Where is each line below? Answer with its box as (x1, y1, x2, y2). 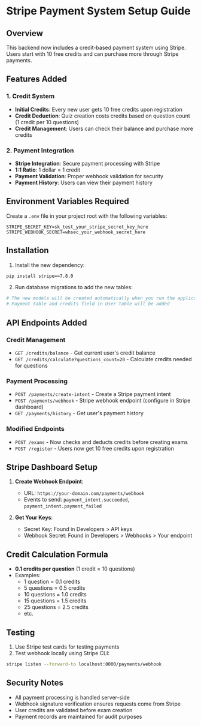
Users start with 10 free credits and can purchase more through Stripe (6, 50, 179, 58)
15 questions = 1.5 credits (23, 597, 87, 604)
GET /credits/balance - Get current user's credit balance (14, 349, 156, 356)
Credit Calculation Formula (6, 549, 109, 559)
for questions (14, 362, 48, 369)
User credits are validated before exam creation (14, 706, 133, 713)
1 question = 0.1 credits (23, 578, 81, 586)
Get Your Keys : (14, 514, 53, 521)
